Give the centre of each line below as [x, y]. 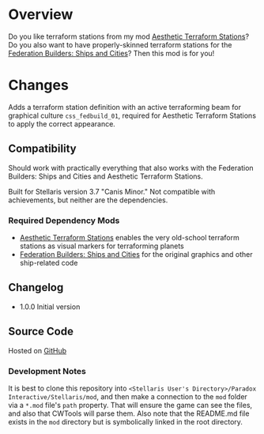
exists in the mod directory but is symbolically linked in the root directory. [126, 421]
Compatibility [42, 149]
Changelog [36, 287]
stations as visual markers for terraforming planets [102, 246]
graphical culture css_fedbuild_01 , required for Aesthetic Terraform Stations [132, 115]
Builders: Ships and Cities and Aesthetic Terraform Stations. [106, 176]
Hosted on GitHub [38, 350]
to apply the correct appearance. [62, 123]
